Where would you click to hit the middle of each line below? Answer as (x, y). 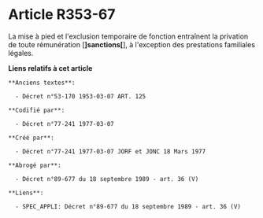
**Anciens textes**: (42, 83)
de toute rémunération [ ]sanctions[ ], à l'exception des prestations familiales (132, 44)
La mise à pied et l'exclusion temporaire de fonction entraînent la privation (128, 36)
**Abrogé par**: (35, 165)
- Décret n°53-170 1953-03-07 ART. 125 (81, 96)
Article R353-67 (62, 15)
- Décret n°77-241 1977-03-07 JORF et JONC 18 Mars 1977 (111, 151)
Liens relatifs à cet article (50, 68)
